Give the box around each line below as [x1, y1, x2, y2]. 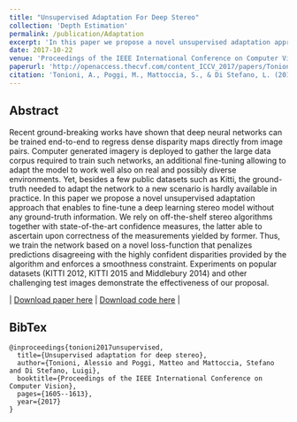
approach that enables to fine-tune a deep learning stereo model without [9, 202, 274, 212]
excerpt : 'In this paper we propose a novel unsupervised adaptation [9, 37, 271, 47]
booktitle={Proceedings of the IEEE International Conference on [17, 374, 263, 383]
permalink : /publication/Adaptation [9, 29, 144, 38]
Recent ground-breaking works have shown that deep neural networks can [9, 127, 283, 137]
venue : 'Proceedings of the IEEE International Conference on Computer [9, 54, 278, 63]
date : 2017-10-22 [9, 46, 73, 55]
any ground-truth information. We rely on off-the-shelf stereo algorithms [9, 211, 273, 222]
